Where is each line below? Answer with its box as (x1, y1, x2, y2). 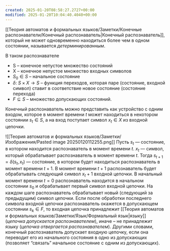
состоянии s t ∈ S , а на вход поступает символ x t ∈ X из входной (5, 117, 148, 124)
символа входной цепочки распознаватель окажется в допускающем (5, 200, 158, 207)
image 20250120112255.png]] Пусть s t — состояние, (53, 139, 165, 146)
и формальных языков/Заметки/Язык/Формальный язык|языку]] (5, 213, 147, 219)
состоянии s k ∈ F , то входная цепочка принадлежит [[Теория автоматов (5, 206, 164, 213)
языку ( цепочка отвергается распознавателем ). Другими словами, (5, 223, 154, 230)
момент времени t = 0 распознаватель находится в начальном (5, 177, 144, 184)
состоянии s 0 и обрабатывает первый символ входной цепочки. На (5, 183, 153, 190)
